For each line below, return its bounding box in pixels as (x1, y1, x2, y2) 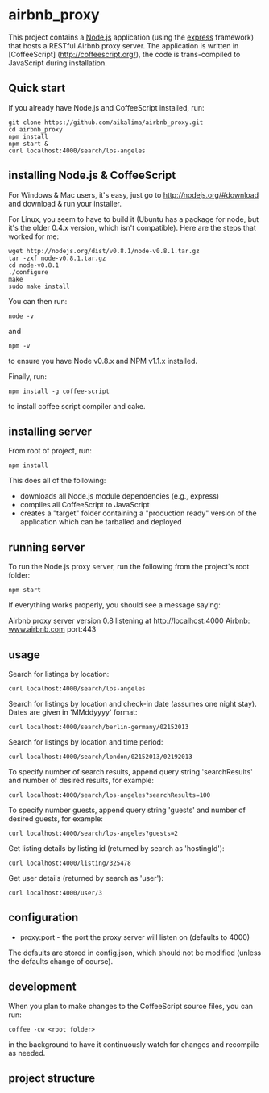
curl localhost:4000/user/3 (8, 889, 103, 897)
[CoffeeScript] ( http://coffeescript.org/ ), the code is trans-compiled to (8, 49, 241, 59)
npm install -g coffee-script (8, 387, 110, 395)
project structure (8, 1071, 96, 1086)
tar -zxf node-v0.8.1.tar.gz (8, 254, 106, 262)
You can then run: (8, 296, 68, 306)
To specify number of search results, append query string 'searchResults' (8, 767, 254, 776)
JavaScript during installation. (8, 58, 107, 68)
